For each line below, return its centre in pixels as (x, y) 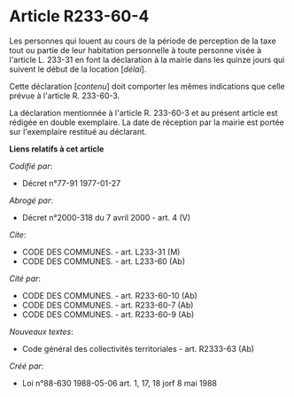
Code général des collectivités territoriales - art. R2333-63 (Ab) (138, 348)
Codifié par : (31, 166)
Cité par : (25, 278)
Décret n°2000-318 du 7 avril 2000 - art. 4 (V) (106, 217)
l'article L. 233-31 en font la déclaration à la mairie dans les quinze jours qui (147, 59)
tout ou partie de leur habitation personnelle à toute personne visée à (135, 50)
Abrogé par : (31, 200)
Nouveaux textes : (41, 331)
